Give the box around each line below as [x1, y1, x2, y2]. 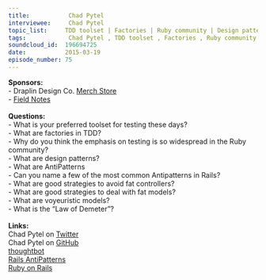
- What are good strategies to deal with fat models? [8, 187, 177, 197]
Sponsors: [8, 77, 44, 87]
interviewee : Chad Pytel [8, 19, 104, 27]
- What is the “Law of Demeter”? [8, 204, 115, 213]
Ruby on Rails [8, 263, 53, 272]
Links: [8, 221, 29, 230]
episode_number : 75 [8, 56, 73, 64]
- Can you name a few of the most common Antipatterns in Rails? [8, 170, 221, 179]
